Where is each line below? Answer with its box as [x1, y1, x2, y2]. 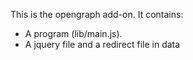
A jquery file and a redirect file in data [24, 39, 181, 50]
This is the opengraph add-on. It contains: [10, 9, 184, 20]
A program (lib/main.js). [24, 28, 123, 39]
